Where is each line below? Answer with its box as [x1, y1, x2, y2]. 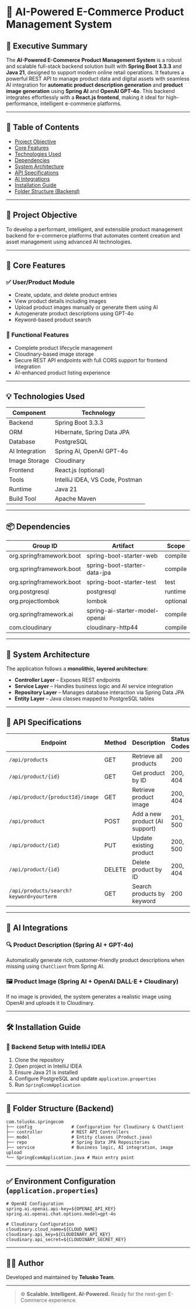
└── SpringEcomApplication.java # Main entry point [6, 1155, 134, 1161]
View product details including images [14, 298, 107, 305]
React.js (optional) [54, 466, 105, 475]
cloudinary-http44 [86, 623, 138, 631]
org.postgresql [9, 587, 50, 596]
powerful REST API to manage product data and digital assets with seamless [6, 75, 190, 82]
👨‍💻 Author [6, 1258, 44, 1268]
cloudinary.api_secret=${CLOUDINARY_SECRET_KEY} [6, 1237, 127, 1243]
